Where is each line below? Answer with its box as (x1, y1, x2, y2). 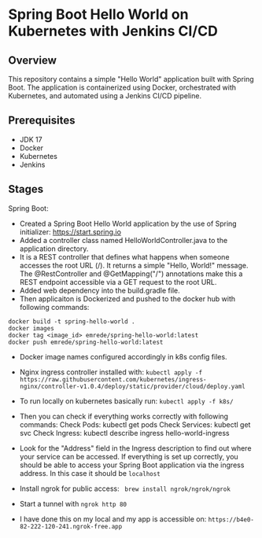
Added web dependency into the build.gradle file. (19, 286, 180, 295)
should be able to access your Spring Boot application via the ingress (19, 460, 245, 470)
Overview (8, 53, 57, 67)
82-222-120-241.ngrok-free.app (19, 522, 123, 530)
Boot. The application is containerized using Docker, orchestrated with (8, 83, 237, 92)
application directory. (19, 244, 89, 253)
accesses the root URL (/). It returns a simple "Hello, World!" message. (19, 260, 249, 270)
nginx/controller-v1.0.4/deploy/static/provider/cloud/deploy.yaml (19, 382, 245, 390)
